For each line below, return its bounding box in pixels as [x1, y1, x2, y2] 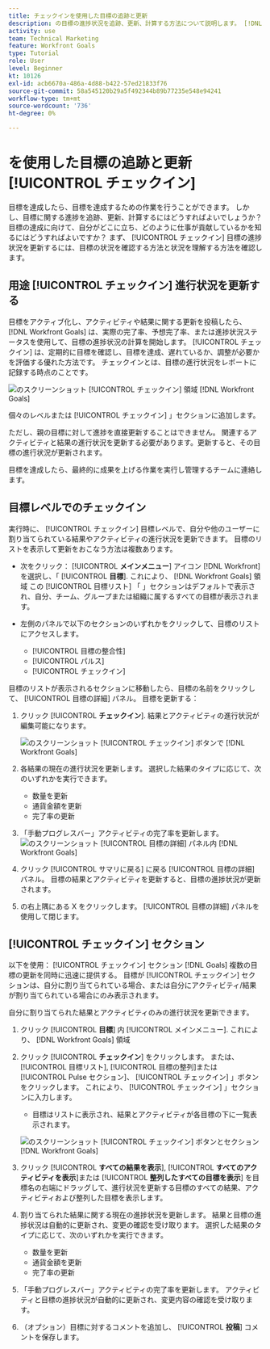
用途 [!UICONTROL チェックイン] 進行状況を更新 [8, 279, 250, 292]
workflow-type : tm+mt [8, 95, 81, 103]
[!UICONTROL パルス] [31, 656, 105, 666]
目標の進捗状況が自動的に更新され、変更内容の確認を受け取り [40, 1295, 247, 1305]
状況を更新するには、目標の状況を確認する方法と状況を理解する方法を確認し [8, 242, 263, 252]
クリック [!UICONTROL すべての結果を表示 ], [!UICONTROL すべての [19, 1162, 244, 1172]
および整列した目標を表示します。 [55, 1193, 168, 1203]
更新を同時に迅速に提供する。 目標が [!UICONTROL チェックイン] [22, 970, 240, 980]
